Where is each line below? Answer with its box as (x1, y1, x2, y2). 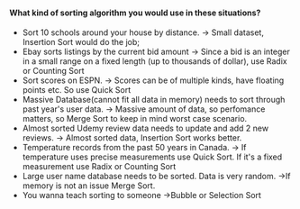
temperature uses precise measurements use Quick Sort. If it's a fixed (22, 151, 283, 162)
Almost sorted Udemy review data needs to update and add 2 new (22, 123, 268, 134)
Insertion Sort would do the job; (22, 37, 141, 48)
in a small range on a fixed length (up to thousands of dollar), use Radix (22, 56, 287, 67)
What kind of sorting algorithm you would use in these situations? (9, 7, 261, 18)
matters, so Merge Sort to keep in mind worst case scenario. (22, 114, 248, 124)
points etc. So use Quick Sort (22, 85, 132, 95)
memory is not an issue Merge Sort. (22, 180, 156, 191)
